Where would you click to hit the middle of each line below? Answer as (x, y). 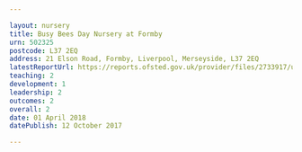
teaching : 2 (31, 76)
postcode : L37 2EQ (44, 50)
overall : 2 (30, 109)
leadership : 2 (36, 92)
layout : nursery (40, 25)
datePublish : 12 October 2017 (66, 126)
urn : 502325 (31, 42)
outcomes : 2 (31, 101)
